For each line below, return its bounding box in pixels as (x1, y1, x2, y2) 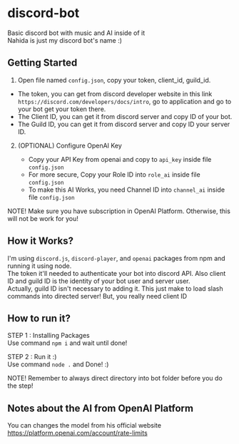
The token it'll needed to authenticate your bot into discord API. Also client (7, 269, 226, 277)
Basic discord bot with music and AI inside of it (7, 29, 146, 37)
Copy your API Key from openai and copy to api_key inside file (28, 155, 212, 163)
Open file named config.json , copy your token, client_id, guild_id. (17, 76, 211, 84)
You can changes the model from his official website (7, 421, 162, 430)
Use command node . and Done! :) (7, 360, 109, 368)
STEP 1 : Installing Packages (7, 331, 91, 340)
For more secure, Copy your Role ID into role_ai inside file (28, 170, 201, 179)
